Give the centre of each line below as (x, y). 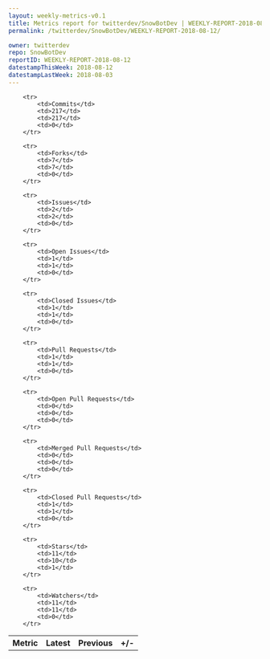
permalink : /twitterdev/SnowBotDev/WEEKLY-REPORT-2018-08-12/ (115, 31)
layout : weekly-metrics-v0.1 (57, 16)
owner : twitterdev (39, 45)
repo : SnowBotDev (37, 53)
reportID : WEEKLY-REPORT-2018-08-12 (70, 60)
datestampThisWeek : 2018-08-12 (61, 68)
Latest (58, 643)
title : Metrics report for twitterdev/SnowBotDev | (96, 23)
